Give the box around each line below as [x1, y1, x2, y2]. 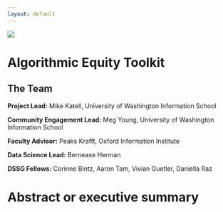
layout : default [7, 10, 56, 18]
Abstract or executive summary [7, 189, 199, 205]
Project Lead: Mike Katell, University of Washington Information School [7, 101, 217, 110]
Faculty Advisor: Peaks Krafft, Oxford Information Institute [7, 137, 180, 145]
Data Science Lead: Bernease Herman [7, 150, 121, 159]
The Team [7, 83, 53, 95]
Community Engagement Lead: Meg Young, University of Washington [7, 115, 214, 124]
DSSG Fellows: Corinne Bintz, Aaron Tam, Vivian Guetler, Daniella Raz [7, 164, 212, 173]
